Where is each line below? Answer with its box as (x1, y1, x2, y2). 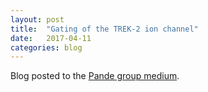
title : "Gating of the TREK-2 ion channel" (10, 24, 199, 34)
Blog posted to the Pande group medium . (10, 70, 180, 82)
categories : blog (10, 42, 83, 53)
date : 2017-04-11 (10, 33, 92, 43)
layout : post (10, 14, 65, 25)
